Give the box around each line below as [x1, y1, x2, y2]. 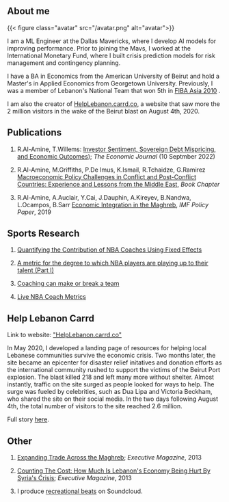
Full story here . [7, 415, 49, 423]
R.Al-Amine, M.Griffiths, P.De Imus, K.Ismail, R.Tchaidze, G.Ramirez [16, 166, 206, 174]
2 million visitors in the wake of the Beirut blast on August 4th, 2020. [7, 107, 200, 115]
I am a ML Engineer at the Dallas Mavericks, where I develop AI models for [7, 37, 217, 45]
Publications [7, 127, 62, 139]
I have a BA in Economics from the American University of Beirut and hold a [7, 72, 220, 80]
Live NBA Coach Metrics [16, 293, 87, 301]
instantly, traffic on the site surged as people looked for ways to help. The [7, 380, 215, 388]
